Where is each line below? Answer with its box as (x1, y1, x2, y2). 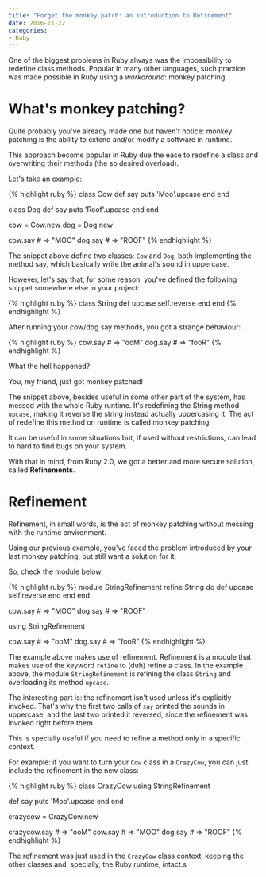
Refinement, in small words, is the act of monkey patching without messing (8, 519, 254, 529)
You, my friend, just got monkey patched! (8, 377, 144, 387)
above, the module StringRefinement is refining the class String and (8, 669, 232, 679)
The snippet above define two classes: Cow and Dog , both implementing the (8, 251, 252, 260)
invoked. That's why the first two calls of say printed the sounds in (8, 702, 225, 711)
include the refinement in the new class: (8, 766, 139, 775)
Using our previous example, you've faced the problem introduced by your (8, 543, 253, 552)
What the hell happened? (8, 362, 91, 371)
